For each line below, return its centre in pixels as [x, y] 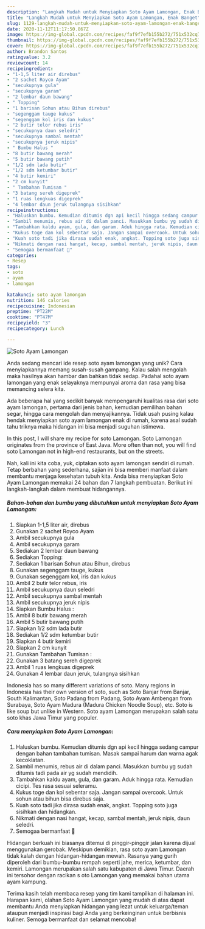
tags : [14, 267]
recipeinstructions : [33, 210]
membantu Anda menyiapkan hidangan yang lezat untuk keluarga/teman [98, 906]
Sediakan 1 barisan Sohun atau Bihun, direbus [73, 563]
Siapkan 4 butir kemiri [43, 641]
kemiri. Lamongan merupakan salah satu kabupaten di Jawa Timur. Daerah [101, 869]
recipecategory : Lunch [36, 329]
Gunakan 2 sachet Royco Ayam [55, 531]
